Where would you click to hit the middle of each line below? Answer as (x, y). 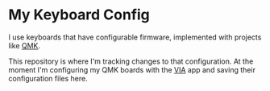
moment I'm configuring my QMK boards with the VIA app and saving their (132, 69)
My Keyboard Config (79, 15)
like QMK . (25, 45)
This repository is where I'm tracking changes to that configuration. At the (131, 61)
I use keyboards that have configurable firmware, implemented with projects (135, 37)
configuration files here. (48, 78)
